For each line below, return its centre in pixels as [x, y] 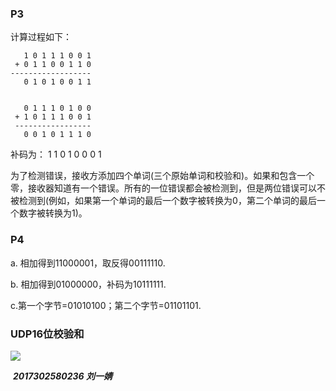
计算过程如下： [41, 37]
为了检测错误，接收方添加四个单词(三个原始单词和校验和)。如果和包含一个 [162, 176]
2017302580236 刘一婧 [62, 376]
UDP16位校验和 [47, 334]
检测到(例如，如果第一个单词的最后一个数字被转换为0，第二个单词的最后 [167, 201]
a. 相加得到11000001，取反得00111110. [88, 263]
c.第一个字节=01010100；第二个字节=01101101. [106, 305]
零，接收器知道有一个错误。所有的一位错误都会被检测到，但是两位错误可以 [163, 188]
